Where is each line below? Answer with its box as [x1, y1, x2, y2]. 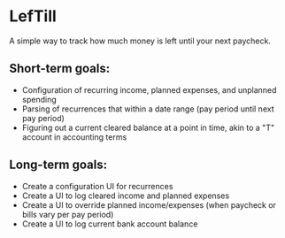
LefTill [9, 6, 58, 27]
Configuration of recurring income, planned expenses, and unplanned [21, 84, 277, 95]
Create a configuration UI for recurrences [21, 180, 173, 191]
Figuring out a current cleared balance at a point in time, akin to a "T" [21, 122, 275, 133]
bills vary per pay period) [21, 209, 114, 219]
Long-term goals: [9, 157, 108, 173]
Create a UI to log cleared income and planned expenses [21, 190, 230, 201]
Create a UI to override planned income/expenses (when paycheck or [21, 199, 277, 210]
